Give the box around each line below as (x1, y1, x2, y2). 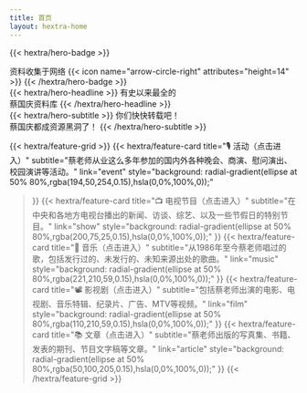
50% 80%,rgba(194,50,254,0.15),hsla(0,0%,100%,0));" (9, 176, 214, 187)
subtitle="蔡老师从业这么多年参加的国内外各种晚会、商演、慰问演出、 (31, 154, 292, 165)
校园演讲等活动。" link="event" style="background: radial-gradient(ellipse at (9, 166, 298, 177)
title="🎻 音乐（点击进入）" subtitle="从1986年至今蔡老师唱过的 (51, 242, 287, 253)
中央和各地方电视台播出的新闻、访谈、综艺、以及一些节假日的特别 (31, 209, 281, 220)
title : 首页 (9, 13, 52, 23)
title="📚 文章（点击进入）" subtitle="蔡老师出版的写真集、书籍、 (51, 329, 296, 340)
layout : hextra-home (9, 22, 89, 31)
